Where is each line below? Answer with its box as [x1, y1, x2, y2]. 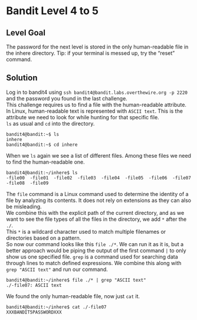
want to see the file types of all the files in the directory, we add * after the [6, 215, 187, 223]
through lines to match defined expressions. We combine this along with [6, 259, 182, 266]
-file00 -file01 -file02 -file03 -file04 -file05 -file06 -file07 [6, 175, 192, 181]
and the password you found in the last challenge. [6, 94, 128, 102]
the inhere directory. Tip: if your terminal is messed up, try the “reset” [6, 50, 175, 57]
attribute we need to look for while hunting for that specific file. [6, 113, 159, 120]
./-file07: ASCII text [6, 282, 62, 288]
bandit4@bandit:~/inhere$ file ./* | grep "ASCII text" [6, 277, 146, 283]
